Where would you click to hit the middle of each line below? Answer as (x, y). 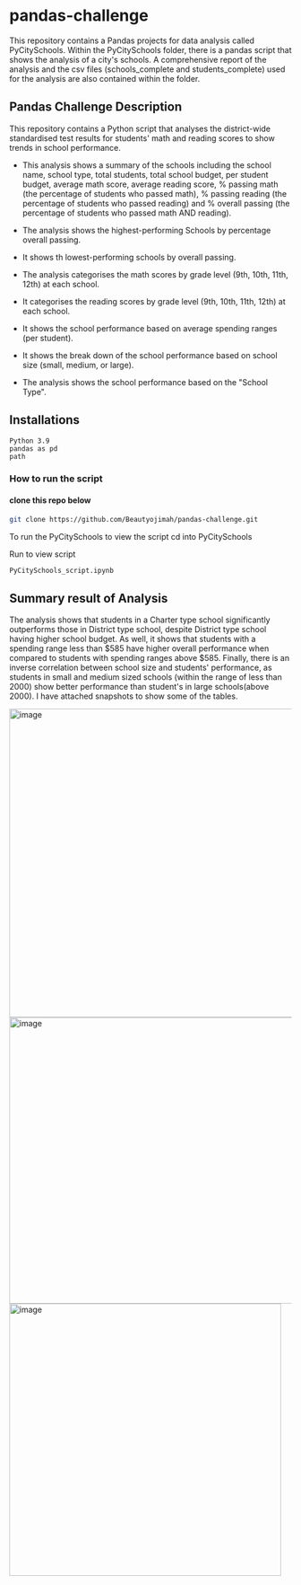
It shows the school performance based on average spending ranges (150, 328)
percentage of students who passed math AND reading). (127, 213)
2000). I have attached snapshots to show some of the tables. (124, 696)
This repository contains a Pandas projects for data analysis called (132, 40)
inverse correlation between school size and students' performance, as (141, 668)
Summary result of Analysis (89, 598)
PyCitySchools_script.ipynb (62, 570)
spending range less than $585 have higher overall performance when (139, 648)
